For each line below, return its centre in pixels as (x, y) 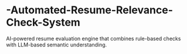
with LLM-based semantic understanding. (57, 45)
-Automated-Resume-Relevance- (89, 10)
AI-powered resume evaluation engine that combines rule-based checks (93, 38)
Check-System (43, 22)
